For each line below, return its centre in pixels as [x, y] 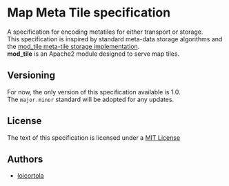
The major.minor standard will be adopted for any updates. [91, 99]
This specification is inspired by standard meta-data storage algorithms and [115, 39]
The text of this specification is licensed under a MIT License [94, 137]
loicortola [30, 176]
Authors [25, 159]
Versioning [31, 75]
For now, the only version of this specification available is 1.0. [94, 92]
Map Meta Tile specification [89, 13]
